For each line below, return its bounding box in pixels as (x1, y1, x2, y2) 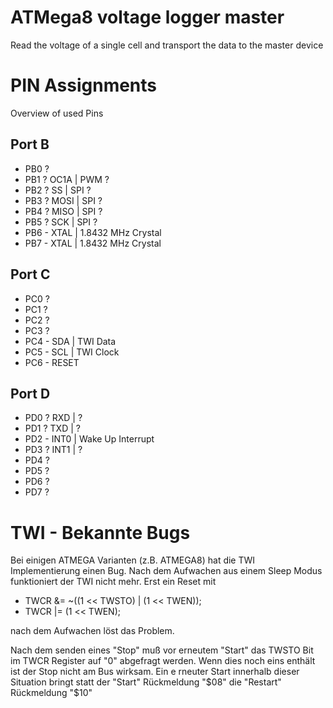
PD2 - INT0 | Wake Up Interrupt (24, 433, 155, 445)
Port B (10, 136, 50, 153)
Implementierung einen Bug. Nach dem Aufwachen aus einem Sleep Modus (10, 565, 323, 577)
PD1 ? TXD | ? (24, 422, 81, 435)
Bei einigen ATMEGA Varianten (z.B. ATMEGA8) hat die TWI (10, 554, 256, 566)
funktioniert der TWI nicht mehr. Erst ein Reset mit (10, 576, 217, 588)
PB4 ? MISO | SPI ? (24, 205, 103, 217)
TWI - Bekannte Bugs (10, 521, 191, 544)
